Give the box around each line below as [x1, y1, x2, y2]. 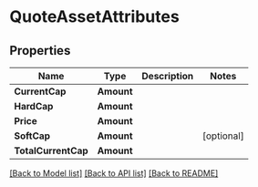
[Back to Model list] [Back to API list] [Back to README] [9, 168, 219, 179]
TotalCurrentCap [14, 144, 88, 157]
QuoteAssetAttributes [9, 6, 180, 27]
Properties [9, 43, 71, 58]
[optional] [201, 130, 244, 142]
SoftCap [14, 130, 51, 142]
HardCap [14, 100, 54, 112]
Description [141, 70, 194, 82]
